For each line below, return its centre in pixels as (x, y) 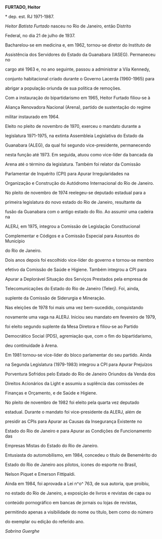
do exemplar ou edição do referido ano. (45, 522)
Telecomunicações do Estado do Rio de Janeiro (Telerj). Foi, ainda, (72, 288)
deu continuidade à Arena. (32, 345)
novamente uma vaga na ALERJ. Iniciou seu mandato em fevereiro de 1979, (81, 317)
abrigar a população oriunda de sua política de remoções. (63, 88)
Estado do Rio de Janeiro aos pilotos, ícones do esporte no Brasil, (71, 465)
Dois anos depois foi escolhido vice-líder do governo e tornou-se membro (80, 260)
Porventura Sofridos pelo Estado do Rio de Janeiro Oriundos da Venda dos (80, 374)
